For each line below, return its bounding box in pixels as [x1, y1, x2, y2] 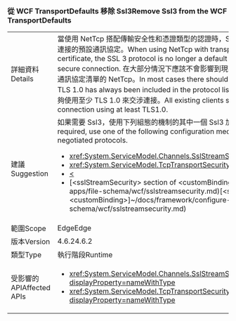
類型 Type [11, 250, 42, 260]
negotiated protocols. [57, 136, 128, 145]
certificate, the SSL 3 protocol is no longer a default [57, 54, 228, 64]
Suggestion [11, 169, 49, 178]
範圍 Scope [11, 223, 47, 233]
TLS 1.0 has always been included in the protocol [57, 85, 221, 95]
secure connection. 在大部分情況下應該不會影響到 [57, 64, 221, 74]
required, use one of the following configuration [57, 126, 215, 136]
